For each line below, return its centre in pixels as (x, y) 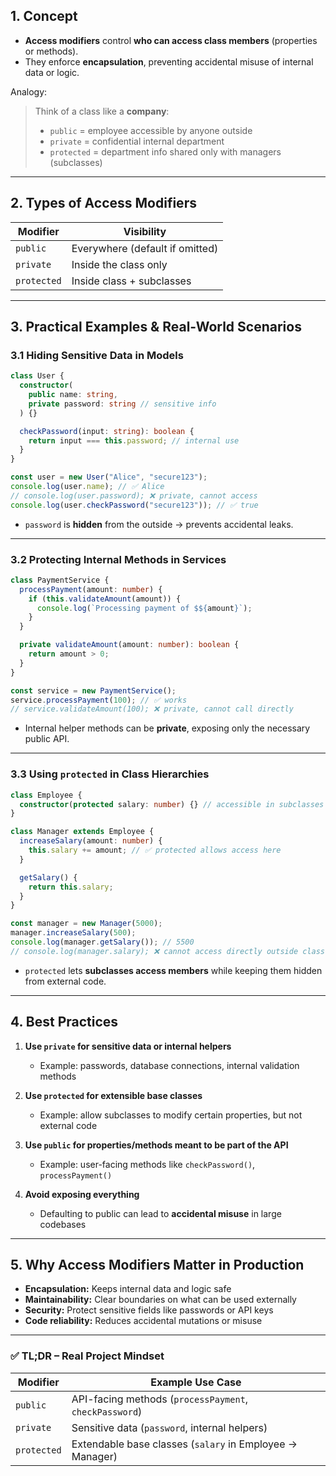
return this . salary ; (71, 887)
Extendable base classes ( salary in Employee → (184, 1444)
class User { (37, 376)
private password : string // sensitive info (122, 404)
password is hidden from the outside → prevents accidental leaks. (159, 524)
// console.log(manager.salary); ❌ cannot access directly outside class (168, 951)
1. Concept (44, 16)
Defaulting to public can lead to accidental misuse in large (160, 1213)
